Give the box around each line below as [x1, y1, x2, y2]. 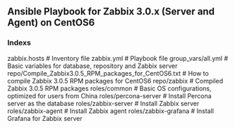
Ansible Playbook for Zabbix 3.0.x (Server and [7, 6, 215, 18]
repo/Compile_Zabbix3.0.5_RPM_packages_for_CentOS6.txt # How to [7, 69, 210, 77]
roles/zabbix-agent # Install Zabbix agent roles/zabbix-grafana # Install [7, 106, 214, 115]
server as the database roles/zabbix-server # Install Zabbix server [7, 99, 200, 107]
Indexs [7, 38, 32, 48]
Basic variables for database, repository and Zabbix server [7, 62, 178, 70]
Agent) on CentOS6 [7, 17, 95, 29]
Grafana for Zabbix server [7, 114, 83, 122]
